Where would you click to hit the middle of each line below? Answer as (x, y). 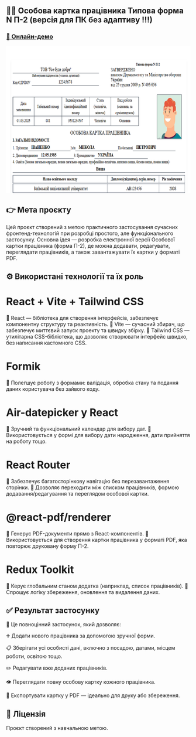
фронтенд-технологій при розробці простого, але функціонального (90, 233)
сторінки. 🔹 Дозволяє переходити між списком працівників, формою (93, 487)
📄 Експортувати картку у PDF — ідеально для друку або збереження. (93, 695)
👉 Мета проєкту (39, 210)
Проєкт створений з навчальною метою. (57, 728)
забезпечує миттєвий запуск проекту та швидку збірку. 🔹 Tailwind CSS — (98, 330)
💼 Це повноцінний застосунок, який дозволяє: (64, 625)
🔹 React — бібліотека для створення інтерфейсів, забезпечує (82, 318)
